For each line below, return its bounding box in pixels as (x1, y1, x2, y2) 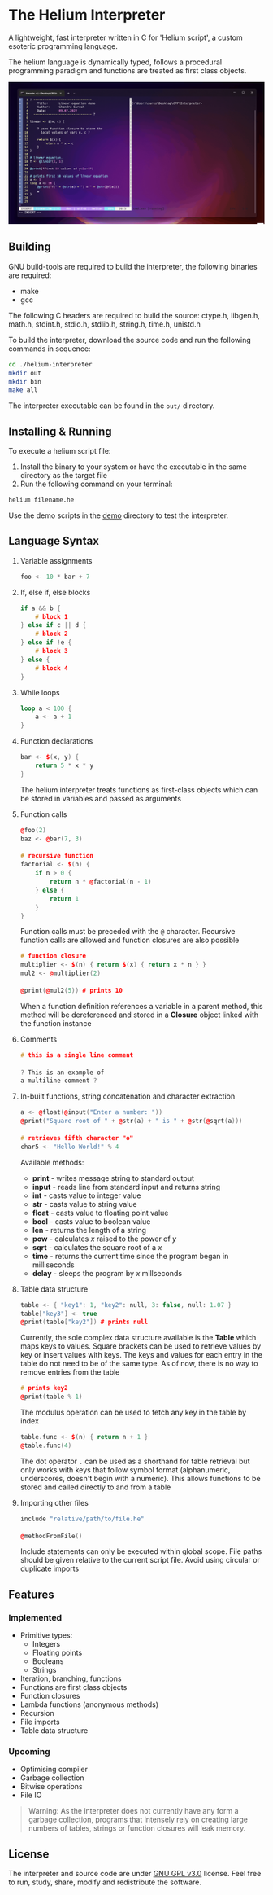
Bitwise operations (19, 1782, 83, 1792)
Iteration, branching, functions (19, 1673, 122, 1683)
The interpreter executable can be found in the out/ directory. (8, 401, 215, 410)
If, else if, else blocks (19, 587, 91, 597)
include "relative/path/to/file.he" (19, 1515, 145, 1523)
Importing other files (19, 1498, 89, 1507)
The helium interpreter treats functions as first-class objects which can (19, 784, 258, 795)
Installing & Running (8, 424, 112, 438)
